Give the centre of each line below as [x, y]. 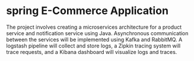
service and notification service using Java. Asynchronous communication [97, 33]
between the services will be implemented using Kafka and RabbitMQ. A [94, 39]
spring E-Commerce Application [88, 11]
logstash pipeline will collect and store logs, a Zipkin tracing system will [93, 46]
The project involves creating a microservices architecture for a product [94, 27]
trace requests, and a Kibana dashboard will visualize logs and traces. [92, 52]
